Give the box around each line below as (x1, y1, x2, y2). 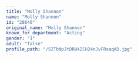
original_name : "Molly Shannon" (6, 24, 85, 31)
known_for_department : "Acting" (6, 30, 85, 36)
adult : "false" (6, 41, 43, 47)
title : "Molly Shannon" (6, 8, 65, 15)
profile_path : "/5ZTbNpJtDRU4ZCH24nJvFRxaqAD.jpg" (6, 46, 133, 52)
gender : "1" (6, 35, 35, 41)
